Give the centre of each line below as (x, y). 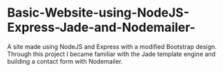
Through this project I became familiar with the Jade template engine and (111, 54)
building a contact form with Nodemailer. (65, 61)
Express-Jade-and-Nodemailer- (101, 27)
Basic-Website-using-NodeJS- (98, 13)
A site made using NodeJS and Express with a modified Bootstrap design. (112, 46)
